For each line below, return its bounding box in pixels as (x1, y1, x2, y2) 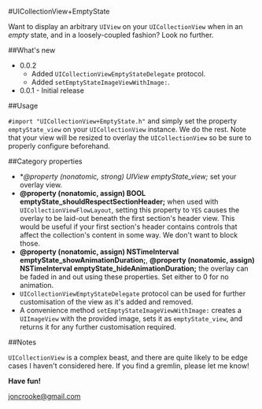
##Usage (8, 101, 39, 110)
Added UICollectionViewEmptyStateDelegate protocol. (31, 69, 206, 78)
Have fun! (8, 377, 41, 385)
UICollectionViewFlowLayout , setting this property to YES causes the (19, 205, 240, 215)
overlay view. (19, 180, 63, 190)
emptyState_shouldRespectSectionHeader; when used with (19, 197, 219, 206)
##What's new (8, 46, 56, 54)
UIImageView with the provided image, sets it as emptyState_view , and (19, 314, 243, 323)
